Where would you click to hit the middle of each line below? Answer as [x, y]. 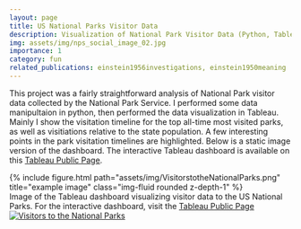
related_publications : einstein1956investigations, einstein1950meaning [148, 68]
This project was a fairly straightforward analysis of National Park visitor [142, 93]
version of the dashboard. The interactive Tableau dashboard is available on [150, 150]
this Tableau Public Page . [56, 160]
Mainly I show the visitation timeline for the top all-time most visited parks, [146, 121]
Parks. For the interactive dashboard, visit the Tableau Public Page [132, 206]
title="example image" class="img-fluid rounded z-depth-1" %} [126, 187]
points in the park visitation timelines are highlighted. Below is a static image [150, 141]
